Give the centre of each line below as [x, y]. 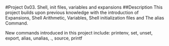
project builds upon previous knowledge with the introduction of [72, 12]
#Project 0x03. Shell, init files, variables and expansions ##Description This [84, 7]
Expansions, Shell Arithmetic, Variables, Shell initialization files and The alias [85, 18]
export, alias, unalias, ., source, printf [44, 38]
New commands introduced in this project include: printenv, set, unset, [79, 33]
